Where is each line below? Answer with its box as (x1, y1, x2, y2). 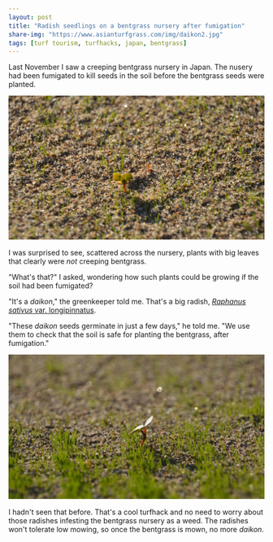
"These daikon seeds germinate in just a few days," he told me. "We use (8, 321, 250, 331)
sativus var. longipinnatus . (8, 305, 97, 315)
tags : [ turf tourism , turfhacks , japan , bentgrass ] (8, 39, 187, 47)
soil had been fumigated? (8, 281, 93, 291)
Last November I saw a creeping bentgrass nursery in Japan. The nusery (8, 62, 253, 72)
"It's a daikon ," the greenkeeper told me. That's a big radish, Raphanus (8, 297, 246, 307)
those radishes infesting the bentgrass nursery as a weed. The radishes (8, 515, 249, 525)
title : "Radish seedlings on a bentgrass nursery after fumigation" (8, 21, 245, 30)
